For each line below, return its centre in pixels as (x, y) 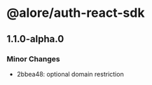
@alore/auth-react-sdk (76, 13)
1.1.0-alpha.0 (35, 39)
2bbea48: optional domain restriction (70, 74)
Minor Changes (33, 59)
